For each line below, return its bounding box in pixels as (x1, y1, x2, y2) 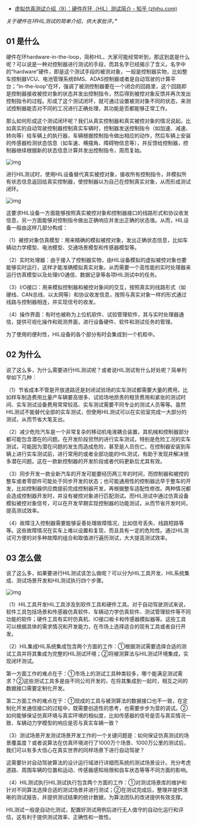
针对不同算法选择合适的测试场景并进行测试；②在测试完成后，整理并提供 (6, 787, 183, 794)
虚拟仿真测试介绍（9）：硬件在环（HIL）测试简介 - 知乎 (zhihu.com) (14, 5, 178, 12)
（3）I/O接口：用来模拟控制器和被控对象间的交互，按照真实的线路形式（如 (6, 283, 186, 290)
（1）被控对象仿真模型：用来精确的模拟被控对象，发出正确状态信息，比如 (6, 236, 183, 243)
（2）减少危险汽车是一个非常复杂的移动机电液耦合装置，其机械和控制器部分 (6, 428, 189, 435)
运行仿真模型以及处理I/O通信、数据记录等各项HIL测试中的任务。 (6, 271, 160, 278)
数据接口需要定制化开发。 (6, 685, 68, 692)
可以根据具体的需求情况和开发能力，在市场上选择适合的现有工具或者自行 (6, 623, 181, 630)
